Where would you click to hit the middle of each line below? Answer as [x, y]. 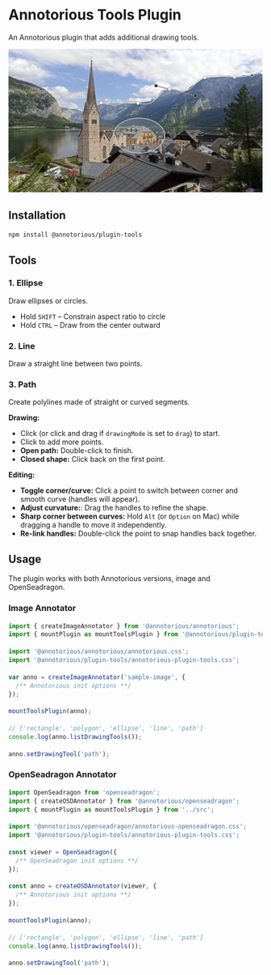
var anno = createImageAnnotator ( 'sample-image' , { [97, 677]
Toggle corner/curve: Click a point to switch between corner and [129, 490]
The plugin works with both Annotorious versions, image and [110, 579]
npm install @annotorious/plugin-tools [75, 235]
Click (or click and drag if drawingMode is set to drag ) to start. [120, 434]
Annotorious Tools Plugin [95, 15]
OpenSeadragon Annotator [63, 774]
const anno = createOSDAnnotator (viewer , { [83, 886]
